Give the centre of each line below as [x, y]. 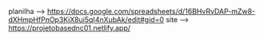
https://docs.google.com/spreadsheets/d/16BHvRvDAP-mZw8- [151, 11]
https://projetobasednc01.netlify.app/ [69, 28]
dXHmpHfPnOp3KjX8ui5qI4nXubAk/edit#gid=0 [86, 20]
